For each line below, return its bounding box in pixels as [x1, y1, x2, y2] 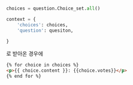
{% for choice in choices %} [6, 62, 79, 68]
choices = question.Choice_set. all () [6, 5, 101, 11]
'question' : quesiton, [17, 28, 74, 34]
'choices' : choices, [17, 22, 68, 28]
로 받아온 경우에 [6, 50, 44, 57]
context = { [6, 16, 36, 22]
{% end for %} [6, 73, 42, 79]
